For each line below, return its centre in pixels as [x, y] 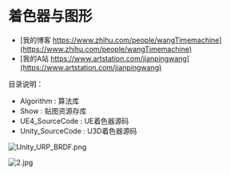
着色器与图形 [51, 16]
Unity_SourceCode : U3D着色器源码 [78, 131]
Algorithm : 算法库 [50, 101]
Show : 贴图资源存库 [53, 111]
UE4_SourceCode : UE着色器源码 [74, 121]
